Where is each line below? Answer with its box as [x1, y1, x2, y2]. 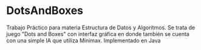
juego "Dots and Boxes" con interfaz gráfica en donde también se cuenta [6, 30, 189, 37]
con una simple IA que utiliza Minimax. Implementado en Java [6, 37, 161, 44]
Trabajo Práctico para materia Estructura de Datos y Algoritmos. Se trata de [6, 24, 196, 31]
